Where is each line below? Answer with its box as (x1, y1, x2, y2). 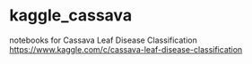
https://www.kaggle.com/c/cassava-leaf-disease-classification (9, 44, 243, 54)
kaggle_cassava (9, 5, 133, 26)
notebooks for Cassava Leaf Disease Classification (9, 35, 197, 45)
